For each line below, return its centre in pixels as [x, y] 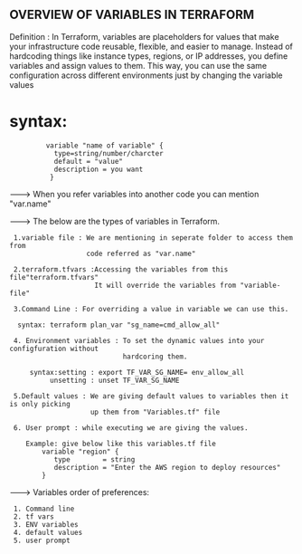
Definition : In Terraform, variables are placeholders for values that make [144, 36]
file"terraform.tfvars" [54, 277]
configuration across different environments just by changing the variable [146, 75]
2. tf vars [33, 516]
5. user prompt [42, 540]
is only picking [40, 404]
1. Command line [44, 509]
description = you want [99, 169]
